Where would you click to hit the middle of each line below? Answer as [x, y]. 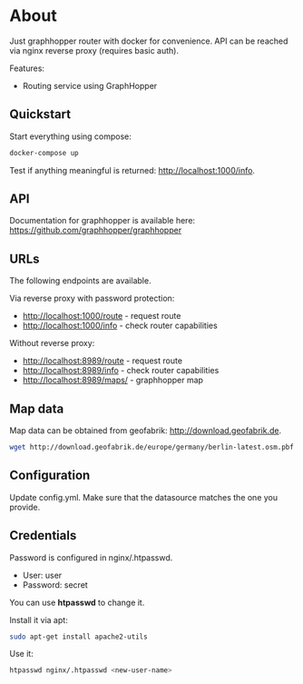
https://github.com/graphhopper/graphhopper [96, 230]
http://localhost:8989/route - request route [103, 361]
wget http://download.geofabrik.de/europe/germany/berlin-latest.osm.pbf [152, 447]
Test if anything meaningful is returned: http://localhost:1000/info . [132, 170]
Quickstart [40, 114]
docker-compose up [44, 153]
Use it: [21, 654]
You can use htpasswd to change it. [77, 602]
